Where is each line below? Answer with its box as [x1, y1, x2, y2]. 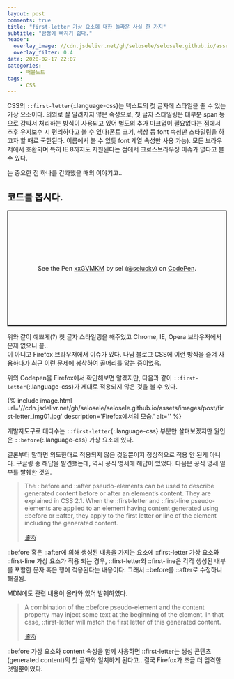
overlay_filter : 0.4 [13, 50, 73, 57]
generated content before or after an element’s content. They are [24, 489, 211, 498]
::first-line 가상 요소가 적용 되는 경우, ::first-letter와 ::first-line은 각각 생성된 [7, 557, 213, 565]
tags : [7, 75, 23, 82]
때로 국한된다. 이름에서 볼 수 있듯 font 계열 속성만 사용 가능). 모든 [27, 137, 204, 145]
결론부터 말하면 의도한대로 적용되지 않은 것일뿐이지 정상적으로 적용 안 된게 [7, 451, 208, 459]
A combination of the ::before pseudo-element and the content [24, 603, 205, 611]
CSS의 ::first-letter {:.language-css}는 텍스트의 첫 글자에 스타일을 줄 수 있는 [7, 102, 226, 110]
